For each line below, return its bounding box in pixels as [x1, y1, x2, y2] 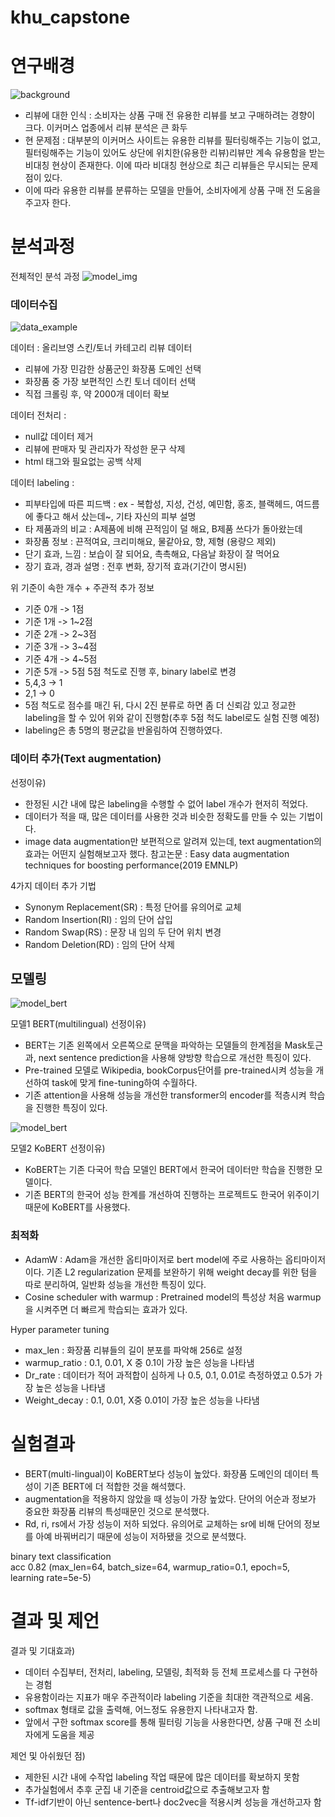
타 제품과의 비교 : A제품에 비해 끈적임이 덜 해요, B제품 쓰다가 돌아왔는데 [24, 523, 303, 535]
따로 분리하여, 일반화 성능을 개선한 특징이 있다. [24, 1278, 207, 1290]
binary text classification [10, 1550, 112, 1562]
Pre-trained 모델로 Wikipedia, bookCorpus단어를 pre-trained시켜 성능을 [24, 1064, 314, 1076]
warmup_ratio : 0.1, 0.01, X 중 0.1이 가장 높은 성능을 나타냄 [24, 1356, 255, 1368]
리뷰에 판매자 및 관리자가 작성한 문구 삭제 [24, 443, 186, 455]
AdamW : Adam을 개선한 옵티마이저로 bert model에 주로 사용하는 [24, 1253, 283, 1265]
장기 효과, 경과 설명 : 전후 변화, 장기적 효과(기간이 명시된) [24, 561, 247, 573]
